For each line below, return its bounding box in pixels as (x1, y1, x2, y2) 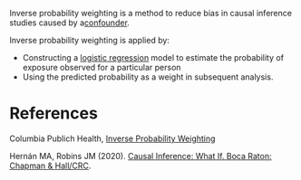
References (9, 103, 98, 124)
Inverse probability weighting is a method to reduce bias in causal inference (9, 8, 293, 18)
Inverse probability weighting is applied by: (9, 35, 170, 45)
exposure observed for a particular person (22, 62, 181, 72)
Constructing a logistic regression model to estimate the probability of (22, 52, 284, 62)
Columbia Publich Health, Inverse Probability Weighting (9, 133, 216, 144)
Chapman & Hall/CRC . (9, 160, 92, 171)
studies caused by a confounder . (9, 17, 130, 28)
